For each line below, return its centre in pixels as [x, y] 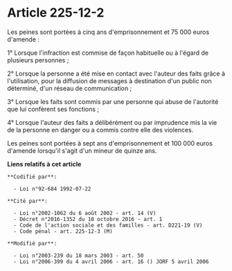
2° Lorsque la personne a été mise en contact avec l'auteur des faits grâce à [116, 73]
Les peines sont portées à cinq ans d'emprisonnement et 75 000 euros [108, 32]
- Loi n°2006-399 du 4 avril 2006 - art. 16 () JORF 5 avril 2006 [111, 261]
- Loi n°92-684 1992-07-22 [52, 189]
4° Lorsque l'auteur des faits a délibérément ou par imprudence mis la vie [112, 122]
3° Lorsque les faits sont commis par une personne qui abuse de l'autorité [113, 101]
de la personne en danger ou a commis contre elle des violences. [100, 130]
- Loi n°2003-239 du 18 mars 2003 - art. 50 [79, 255]
